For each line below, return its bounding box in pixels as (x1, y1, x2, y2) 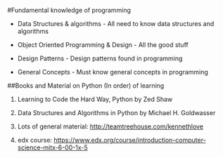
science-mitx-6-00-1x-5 (17, 143, 88, 152)
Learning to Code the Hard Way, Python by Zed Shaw (17, 95, 173, 103)
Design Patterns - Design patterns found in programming (17, 54, 183, 62)
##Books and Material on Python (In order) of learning (7, 81, 165, 90)
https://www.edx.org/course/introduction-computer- (53, 136, 206, 144)
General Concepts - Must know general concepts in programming (17, 68, 209, 76)
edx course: (17, 136, 53, 144)
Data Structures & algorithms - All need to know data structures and (17, 20, 215, 27)
